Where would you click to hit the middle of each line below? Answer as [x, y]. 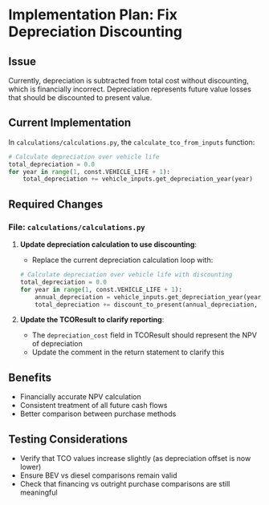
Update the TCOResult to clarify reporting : [92, 320]
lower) [31, 467]
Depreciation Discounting [96, 32]
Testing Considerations [68, 439]
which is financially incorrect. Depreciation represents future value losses [130, 89]
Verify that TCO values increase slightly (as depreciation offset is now [135, 458]
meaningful [39, 492]
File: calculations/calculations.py [77, 227]
